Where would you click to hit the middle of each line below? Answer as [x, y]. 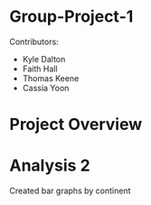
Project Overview [76, 125]
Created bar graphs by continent [70, 191]
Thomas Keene [51, 78]
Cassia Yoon [46, 88]
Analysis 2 [50, 166]
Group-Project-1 [71, 17]
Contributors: [34, 42]
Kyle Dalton [44, 59]
